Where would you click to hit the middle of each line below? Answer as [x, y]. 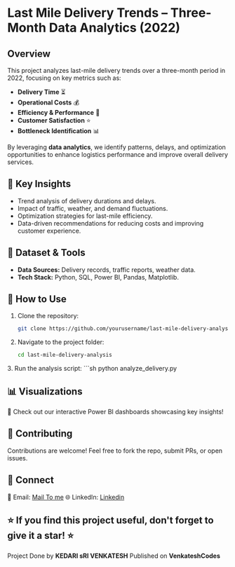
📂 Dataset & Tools [46, 253]
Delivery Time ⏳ [41, 92]
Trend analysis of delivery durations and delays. [87, 200]
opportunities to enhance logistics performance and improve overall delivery [118, 155]
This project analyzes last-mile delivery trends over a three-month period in [116, 70]
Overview [29, 54]
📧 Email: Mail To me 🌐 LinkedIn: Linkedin [66, 497]
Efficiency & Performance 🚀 [59, 112]
